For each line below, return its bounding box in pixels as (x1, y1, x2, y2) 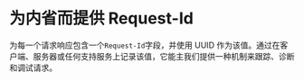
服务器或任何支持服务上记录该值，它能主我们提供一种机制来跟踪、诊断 (33, 50, 295, 61)
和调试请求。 (9, 62, 57, 73)
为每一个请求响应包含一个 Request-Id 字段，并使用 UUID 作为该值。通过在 (9, 40, 280, 50)
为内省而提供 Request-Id (9, 8, 195, 29)
